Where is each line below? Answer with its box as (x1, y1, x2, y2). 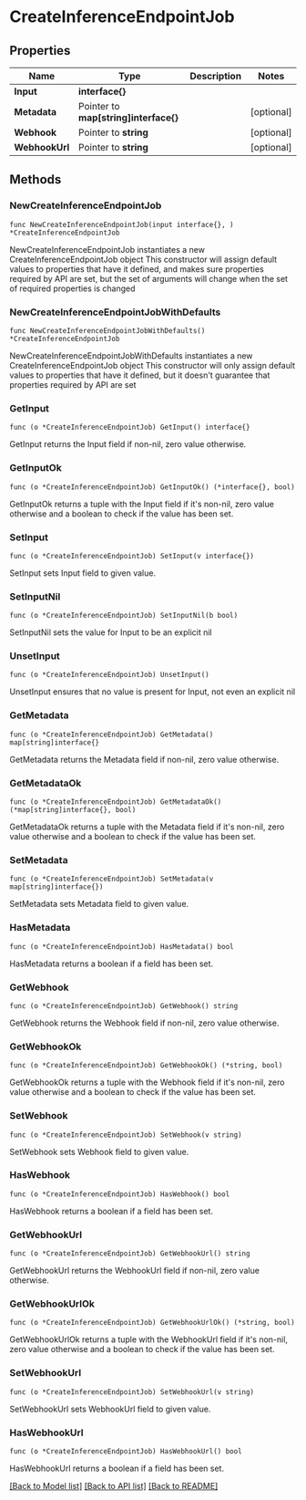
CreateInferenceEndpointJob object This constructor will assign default (9, 254, 278, 265)
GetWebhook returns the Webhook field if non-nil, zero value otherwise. (9, 1017, 280, 1028)
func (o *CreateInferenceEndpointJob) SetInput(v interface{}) (9, 551, 255, 560)
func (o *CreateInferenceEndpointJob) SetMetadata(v (9, 874, 214, 884)
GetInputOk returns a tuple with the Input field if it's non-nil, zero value (9, 498, 275, 509)
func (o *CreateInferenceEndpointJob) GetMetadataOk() (9, 797, 222, 807)
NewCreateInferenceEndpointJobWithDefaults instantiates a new (9, 349, 253, 361)
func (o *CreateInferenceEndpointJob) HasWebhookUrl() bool (9, 1447, 243, 1456)
